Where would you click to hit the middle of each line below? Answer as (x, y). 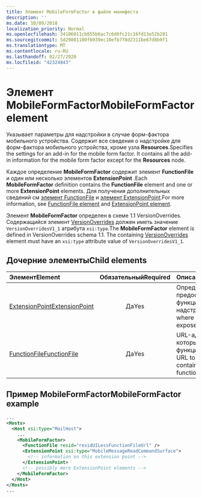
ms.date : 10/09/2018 (32, 23)
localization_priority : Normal (45, 29)
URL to (186, 358)
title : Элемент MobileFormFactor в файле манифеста (72, 12)
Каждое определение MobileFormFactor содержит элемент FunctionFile (100, 172)
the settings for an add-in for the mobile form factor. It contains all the (93, 154)
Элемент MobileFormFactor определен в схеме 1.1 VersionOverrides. (94, 215)
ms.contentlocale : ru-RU (37, 51)
